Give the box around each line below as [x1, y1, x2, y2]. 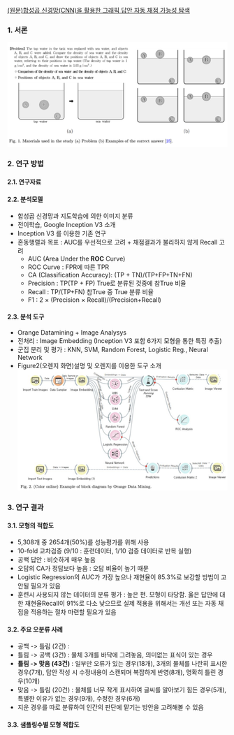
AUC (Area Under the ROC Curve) [27, 254, 126, 263]
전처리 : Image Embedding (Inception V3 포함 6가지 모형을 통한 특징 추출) [17, 337, 222, 345]
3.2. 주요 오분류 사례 [7, 625, 63, 634]
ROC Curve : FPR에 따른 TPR [27, 263, 110, 271]
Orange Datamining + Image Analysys [17, 328, 127, 337]
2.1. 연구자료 [7, 177, 42, 186]
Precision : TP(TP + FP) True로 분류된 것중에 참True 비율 [27, 279, 187, 288]
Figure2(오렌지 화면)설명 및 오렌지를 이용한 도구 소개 [17, 362, 162, 370]
